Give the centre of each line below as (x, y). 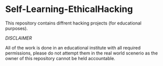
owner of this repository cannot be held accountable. (60, 58)
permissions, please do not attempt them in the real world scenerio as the (81, 53)
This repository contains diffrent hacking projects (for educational (73, 23)
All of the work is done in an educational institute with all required (73, 47)
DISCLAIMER (19, 38)
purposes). (17, 28)
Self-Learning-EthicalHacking (69, 9)
